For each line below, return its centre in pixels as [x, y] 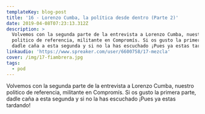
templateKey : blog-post [37, 12]
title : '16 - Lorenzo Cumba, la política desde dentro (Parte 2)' [92, 18]
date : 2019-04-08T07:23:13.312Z [47, 23]
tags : [13, 63]
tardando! [19, 105]
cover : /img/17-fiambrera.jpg [45, 57]
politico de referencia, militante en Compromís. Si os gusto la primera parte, [101, 93]
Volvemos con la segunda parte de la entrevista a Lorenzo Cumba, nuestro [100, 86]
